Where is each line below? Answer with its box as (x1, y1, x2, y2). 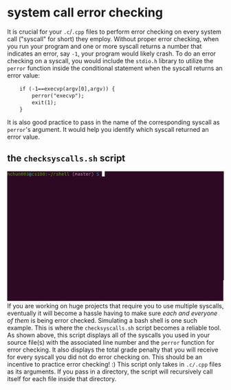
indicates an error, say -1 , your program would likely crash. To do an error (7, 49, 217, 58)
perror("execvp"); (32, 92, 85, 99)
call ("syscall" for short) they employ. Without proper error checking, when (7, 34, 219, 43)
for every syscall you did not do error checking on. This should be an (7, 353, 203, 361)
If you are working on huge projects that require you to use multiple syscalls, (7, 302, 224, 310)
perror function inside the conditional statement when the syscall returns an (7, 64, 223, 72)
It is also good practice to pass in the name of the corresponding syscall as (7, 118, 220, 126)
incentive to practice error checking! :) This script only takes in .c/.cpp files (7, 360, 221, 369)
